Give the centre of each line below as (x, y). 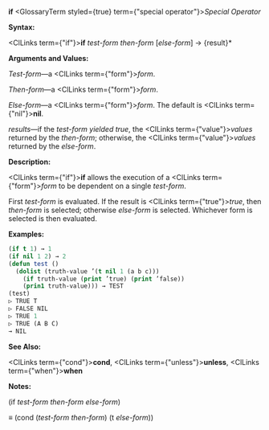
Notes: (20, 386)
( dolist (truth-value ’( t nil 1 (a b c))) (88, 271)
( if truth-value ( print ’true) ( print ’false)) (104, 279)
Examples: (26, 234)
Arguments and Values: (49, 58)
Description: (29, 162)
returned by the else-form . (52, 146)
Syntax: (22, 27)
